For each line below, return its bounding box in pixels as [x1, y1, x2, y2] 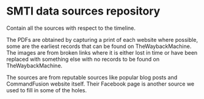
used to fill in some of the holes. [6, 86, 87, 94]
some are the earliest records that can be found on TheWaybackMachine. [6, 43, 192, 50]
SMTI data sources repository [6, 4, 161, 18]
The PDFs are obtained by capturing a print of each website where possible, [6, 36, 199, 43]
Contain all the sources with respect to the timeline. [6, 24, 136, 32]
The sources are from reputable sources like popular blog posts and [6, 73, 178, 81]
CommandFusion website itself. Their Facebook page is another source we [6, 80, 195, 87]
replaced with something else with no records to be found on [6, 55, 160, 63]
